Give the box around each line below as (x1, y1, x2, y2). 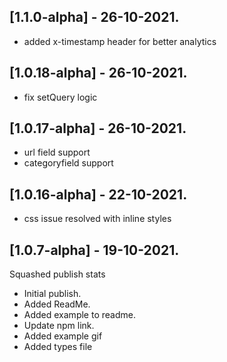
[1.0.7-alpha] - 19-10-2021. (9, 241, 180, 259)
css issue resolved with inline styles (23, 213, 172, 225)
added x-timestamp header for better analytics (23, 35, 217, 47)
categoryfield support (23, 157, 114, 169)
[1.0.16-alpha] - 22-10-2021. (9, 186, 188, 203)
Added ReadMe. (23, 298, 91, 310)
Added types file (23, 341, 93, 353)
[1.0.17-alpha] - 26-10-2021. (9, 120, 187, 137)
